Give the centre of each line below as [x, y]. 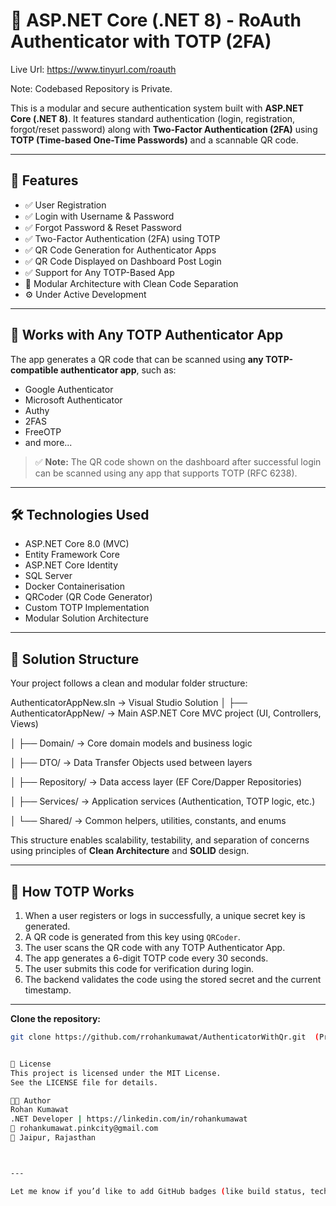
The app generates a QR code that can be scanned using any [137, 359]
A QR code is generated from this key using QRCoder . [132, 937]
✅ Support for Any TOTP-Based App [99, 272]
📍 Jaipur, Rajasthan [53, 1138]
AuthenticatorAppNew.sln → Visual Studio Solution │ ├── [129, 703]
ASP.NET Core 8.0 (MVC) [77, 544]
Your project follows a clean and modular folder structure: [129, 683]
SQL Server [48, 576]
